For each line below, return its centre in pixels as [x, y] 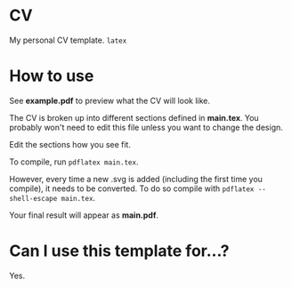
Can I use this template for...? [119, 251]
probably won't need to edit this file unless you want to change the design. [146, 127]
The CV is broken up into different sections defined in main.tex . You [134, 117]
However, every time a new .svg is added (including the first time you [136, 179]
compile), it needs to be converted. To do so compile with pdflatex [132, 188]
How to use [52, 76]
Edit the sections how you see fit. [70, 144]
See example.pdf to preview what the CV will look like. [110, 100]
